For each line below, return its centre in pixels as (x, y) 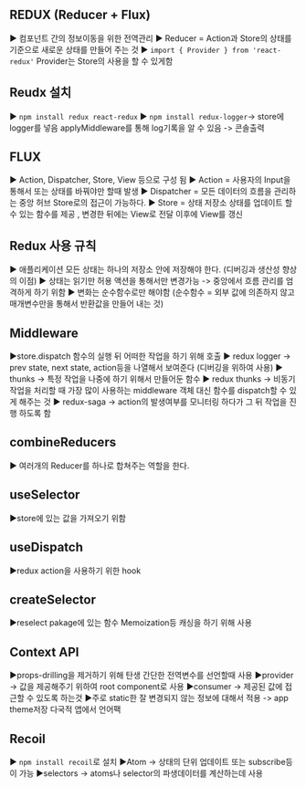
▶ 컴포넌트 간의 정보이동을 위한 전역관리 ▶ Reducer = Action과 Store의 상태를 (151, 38)
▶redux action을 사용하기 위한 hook (75, 571)
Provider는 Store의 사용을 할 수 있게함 (105, 61)
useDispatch (47, 547)
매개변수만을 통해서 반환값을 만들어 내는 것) (87, 304)
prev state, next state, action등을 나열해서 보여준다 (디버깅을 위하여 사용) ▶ (146, 368)
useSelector (45, 495)
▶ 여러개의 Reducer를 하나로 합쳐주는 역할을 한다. (100, 466)
